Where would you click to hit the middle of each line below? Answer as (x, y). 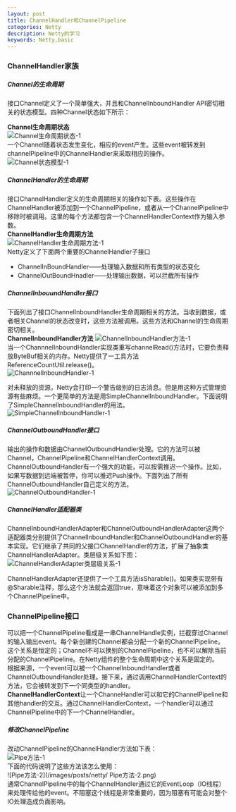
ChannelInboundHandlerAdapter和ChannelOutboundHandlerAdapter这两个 (116, 528)
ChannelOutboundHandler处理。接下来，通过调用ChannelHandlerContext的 (117, 677)
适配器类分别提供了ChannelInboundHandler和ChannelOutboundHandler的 (114, 537)
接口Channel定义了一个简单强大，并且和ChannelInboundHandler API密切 (113, 104)
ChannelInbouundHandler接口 (53, 293)
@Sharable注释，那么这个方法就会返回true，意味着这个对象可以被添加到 (112, 587)
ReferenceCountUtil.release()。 (53, 364)
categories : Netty (34, 27)
